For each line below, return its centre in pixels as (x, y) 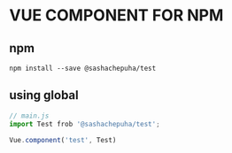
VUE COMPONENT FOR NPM (116, 15)
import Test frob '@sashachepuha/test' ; (85, 124)
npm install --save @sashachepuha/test (83, 68)
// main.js (29, 116)
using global (44, 95)
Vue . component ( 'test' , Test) (63, 140)
